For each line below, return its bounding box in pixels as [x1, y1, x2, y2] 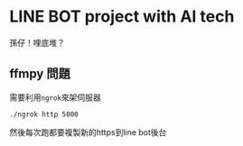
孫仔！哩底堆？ [9, 37, 65, 48]
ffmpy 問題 [9, 66, 70, 82]
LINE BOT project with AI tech [9, 6, 235, 27]
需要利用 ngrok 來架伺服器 [9, 92, 101, 103]
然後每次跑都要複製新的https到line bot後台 [9, 126, 167, 137]
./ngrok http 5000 [9, 110, 79, 119]
